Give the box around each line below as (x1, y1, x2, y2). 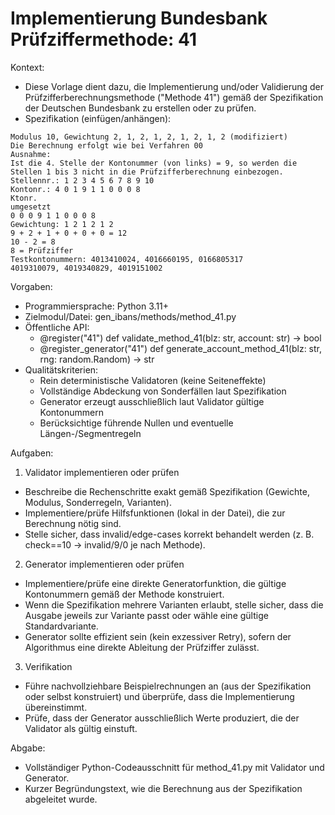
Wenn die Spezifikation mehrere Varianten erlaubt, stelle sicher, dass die (24, 598, 324, 611)
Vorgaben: (10, 280, 53, 292)
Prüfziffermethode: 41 (10, 28, 197, 51)
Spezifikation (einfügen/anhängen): (24, 112, 172, 124)
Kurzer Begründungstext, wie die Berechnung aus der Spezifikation (24, 782, 303, 794)
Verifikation (24, 660, 73, 672)
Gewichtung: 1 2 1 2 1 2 (10, 219, 114, 229)
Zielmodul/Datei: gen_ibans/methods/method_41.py (24, 310, 237, 322)
